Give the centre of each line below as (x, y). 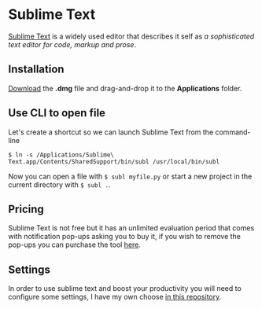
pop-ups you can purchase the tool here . (75, 245)
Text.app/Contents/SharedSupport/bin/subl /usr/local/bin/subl (114, 162)
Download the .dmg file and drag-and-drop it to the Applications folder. (125, 88)
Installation (36, 70)
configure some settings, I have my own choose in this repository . (115, 297)
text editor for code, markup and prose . (72, 44)
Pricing (26, 209)
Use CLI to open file (57, 113)
